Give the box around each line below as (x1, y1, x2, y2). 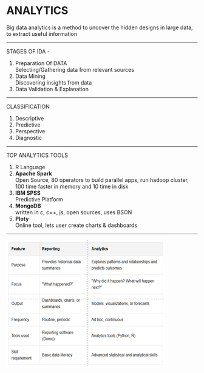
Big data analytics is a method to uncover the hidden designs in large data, (6, 24, 193, 31)
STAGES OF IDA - (6, 47, 50, 55)
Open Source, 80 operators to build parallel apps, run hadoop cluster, (15, 176, 189, 183)
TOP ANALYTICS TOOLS (6, 152, 69, 159)
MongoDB (15, 202, 41, 209)
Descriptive (15, 114, 44, 122)
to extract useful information (6, 30, 78, 37)
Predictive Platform (15, 195, 63, 203)
